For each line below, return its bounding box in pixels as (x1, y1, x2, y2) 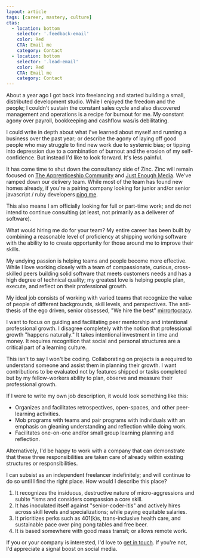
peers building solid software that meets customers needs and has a (23, 270, 192, 278)
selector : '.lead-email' (17, 58, 79, 64)
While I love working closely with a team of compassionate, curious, (6, 264, 173, 271)
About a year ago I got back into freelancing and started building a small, (6, 92, 185, 99)
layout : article (6, 8, 47, 15)
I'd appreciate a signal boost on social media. (6, 545, 118, 553)
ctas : (6, 20, 20, 26)
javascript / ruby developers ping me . (6, 191, 99, 198)
